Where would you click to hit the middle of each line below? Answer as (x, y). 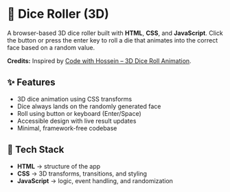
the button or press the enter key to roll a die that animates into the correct (113, 40)
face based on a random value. (51, 47)
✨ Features (31, 83)
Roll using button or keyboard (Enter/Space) (79, 113)
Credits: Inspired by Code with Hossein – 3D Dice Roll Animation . (99, 60)
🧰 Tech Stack (36, 150)
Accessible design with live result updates (77, 121)
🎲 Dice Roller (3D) (58, 14)
